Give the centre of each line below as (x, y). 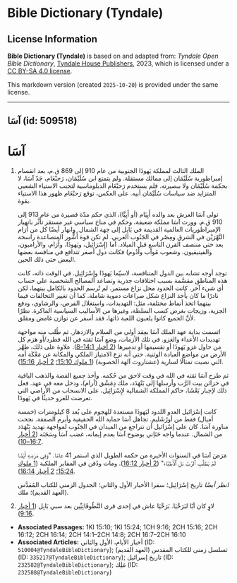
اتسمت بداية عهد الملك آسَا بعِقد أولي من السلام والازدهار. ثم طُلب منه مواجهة (119, 332)
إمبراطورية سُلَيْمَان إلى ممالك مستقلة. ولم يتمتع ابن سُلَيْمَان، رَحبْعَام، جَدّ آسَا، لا (120, 179)
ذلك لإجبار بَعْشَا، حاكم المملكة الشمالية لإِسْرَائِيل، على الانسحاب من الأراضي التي (122, 390)
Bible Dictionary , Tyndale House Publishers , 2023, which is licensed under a (118, 64)
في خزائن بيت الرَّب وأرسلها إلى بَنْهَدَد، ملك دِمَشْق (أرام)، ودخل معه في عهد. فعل (123, 383)
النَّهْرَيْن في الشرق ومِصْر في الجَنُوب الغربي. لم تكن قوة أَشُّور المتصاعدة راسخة (121, 237)
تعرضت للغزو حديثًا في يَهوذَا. (55, 398)
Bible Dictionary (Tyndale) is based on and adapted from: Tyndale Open (113, 56)
